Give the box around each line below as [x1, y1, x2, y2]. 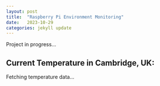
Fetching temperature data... [6, 74, 75, 81]
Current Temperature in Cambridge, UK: [6, 58, 155, 68]
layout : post [6, 8, 38, 15]
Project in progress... [6, 41, 57, 48]
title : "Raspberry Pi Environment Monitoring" [6, 14, 124, 20]
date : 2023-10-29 [6, 19, 54, 25]
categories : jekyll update [6, 25, 72, 31]
